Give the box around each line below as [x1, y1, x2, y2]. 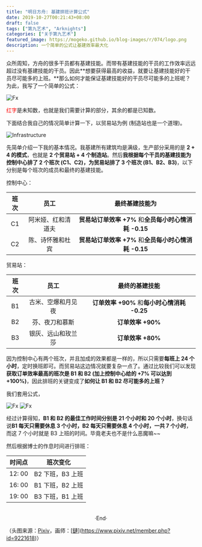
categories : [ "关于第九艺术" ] [6, 31, 76, 37]
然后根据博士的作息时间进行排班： [6, 442, 91, 450]
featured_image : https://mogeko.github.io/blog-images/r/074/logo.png [6, 37, 187, 43]
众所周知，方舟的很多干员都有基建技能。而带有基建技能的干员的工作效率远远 [6, 60, 196, 67]
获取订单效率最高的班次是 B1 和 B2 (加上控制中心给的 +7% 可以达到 [6, 370, 173, 377]
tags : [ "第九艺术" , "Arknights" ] [6, 25, 87, 32]
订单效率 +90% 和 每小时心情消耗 [92, 298, 186, 307]
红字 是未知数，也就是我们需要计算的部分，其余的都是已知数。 [6, 106, 159, 114]
